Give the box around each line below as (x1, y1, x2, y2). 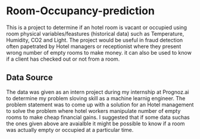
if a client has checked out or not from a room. (6, 55, 120, 62)
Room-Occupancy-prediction (6, 4, 155, 18)
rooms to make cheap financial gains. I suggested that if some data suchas (6, 113, 190, 121)
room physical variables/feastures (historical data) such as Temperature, (6, 30, 185, 37)
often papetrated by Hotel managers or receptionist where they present (6, 43, 182, 50)
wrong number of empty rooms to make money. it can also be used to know (6, 49, 192, 56)
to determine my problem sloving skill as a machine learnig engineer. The (6, 94, 186, 102)
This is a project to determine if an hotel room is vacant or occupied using (6, 24, 187, 31)
